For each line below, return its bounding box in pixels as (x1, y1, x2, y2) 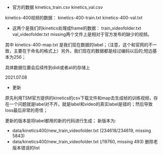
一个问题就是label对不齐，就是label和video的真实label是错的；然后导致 (9, 101, 153, 107)
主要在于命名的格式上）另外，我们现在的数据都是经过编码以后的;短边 (13, 48, 153, 54)
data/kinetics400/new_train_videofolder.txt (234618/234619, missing (12, 127, 151, 133)
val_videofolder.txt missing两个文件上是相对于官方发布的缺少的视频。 (12, 31, 152, 37)
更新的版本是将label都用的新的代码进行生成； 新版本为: (5, 118, 116, 124)
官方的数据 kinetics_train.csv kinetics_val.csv (12, 4, 103, 10)
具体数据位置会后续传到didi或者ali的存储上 (5, 64, 90, 70)
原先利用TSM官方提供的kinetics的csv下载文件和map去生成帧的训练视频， (5, 95, 154, 101)
